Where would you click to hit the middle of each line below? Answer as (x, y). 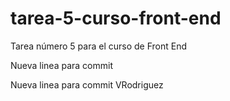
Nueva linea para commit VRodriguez (87, 84)
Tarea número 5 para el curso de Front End (99, 46)
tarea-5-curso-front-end (116, 18)
